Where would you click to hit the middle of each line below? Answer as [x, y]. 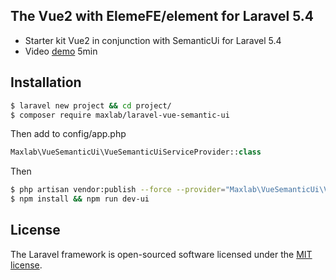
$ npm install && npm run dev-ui [80, 199]
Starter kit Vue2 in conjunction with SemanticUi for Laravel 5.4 [153, 40]
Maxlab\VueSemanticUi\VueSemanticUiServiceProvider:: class [136, 152]
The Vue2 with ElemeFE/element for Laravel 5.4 [162, 16]
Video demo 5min [61, 51]
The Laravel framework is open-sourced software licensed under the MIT [161, 254]
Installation [46, 82]
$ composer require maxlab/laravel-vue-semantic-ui [120, 115]
